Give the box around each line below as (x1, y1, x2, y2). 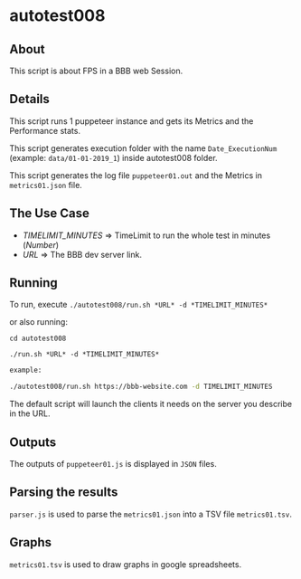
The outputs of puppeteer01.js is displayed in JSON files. (9, 459, 217, 469)
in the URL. (9, 408, 51, 419)
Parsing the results (9, 485, 118, 500)
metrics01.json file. (9, 179, 83, 190)
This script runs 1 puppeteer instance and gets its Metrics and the (9, 115, 254, 127)
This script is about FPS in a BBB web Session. (9, 65, 183, 76)
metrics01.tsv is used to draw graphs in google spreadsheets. (9, 558, 242, 570)
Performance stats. (9, 125, 81, 136)
